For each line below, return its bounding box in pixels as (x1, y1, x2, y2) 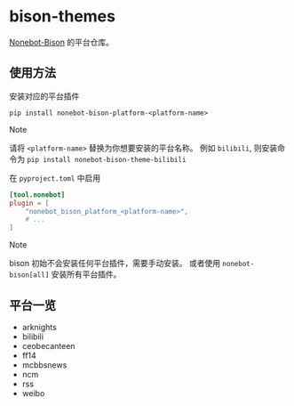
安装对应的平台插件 (9, 91, 80, 101)
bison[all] (9, 271, 50, 280)
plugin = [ (9, 199, 50, 207)
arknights (21, 321, 58, 332)
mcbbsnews (21, 359, 68, 370)
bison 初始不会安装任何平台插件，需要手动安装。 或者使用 (9, 258, 220, 269)
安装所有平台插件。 (51, 269, 122, 280)
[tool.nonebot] (9, 190, 66, 199)
